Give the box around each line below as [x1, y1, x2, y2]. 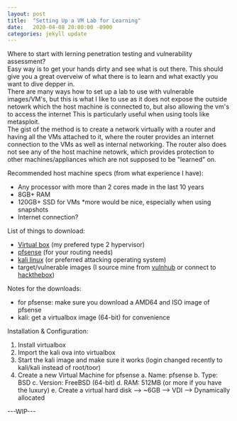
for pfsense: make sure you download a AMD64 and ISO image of [17, 298, 210, 307]
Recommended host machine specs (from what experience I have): [7, 169, 204, 177]
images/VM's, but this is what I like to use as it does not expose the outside [7, 95, 228, 104]
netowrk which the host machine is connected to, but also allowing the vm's [7, 102, 229, 111]
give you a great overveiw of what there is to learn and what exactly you [7, 72, 219, 81]
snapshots [17, 205, 48, 214]
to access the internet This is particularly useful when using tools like [7, 110, 210, 119]
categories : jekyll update [7, 30, 87, 38]
